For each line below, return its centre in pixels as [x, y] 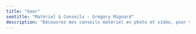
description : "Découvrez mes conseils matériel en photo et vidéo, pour [96, 22]
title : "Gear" [23, 11]
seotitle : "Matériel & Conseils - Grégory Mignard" [70, 17]
